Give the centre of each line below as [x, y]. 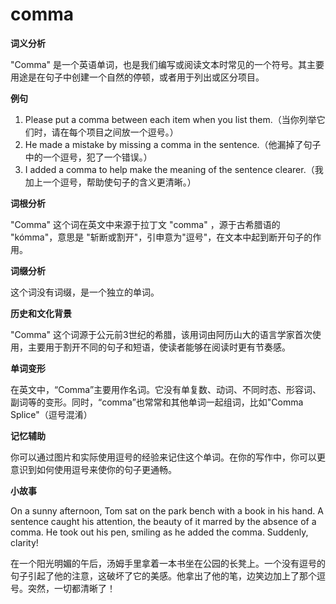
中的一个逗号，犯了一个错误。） [88, 157]
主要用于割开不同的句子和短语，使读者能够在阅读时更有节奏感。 [159, 347]
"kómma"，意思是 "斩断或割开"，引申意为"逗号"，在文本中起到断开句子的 [161, 237]
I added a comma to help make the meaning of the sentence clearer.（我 [174, 169]
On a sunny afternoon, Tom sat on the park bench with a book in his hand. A [167, 510]
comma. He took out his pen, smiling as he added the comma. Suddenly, [159, 532]
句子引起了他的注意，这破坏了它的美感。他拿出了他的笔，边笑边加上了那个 [163, 575]
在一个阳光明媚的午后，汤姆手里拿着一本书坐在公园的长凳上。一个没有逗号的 [168, 563]
